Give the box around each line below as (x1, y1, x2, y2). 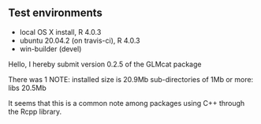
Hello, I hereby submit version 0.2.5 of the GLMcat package (8, 59, 202, 69)
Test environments (8, 6, 103, 20)
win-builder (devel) (19, 43, 82, 54)
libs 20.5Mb (8, 83, 47, 92)
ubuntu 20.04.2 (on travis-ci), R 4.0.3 (19, 36, 140, 45)
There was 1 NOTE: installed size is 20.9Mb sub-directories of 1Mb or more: (8, 74, 254, 84)
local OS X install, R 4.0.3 (19, 27, 102, 36)
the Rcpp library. (8, 107, 62, 116)
